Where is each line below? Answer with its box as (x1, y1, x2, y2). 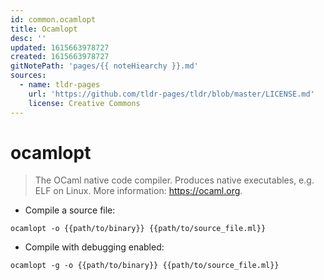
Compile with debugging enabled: (24, 241, 165, 253)
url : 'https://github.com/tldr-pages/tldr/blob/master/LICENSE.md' (28, 89, 315, 99)
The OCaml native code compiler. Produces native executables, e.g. (34, 174, 315, 186)
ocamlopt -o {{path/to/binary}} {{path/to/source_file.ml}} (10, 224, 267, 234)
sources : (10, 71, 47, 81)
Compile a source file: (24, 204, 116, 216)
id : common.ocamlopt (10, 14, 97, 25)
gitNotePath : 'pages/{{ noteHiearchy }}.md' (10, 61, 199, 71)
